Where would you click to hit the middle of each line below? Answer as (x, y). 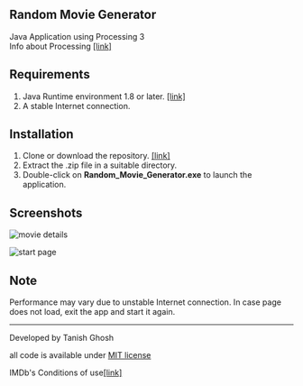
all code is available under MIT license (80, 355)
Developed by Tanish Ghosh (62, 338)
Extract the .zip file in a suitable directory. (100, 165)
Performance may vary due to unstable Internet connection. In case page (146, 302)
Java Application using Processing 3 (77, 36)
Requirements (50, 74)
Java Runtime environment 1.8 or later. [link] (104, 96)
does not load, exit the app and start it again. (92, 312)
